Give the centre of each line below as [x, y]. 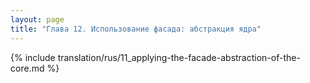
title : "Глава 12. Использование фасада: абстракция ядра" [136, 29]
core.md [27, 68]
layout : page [37, 19]
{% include [33, 57]
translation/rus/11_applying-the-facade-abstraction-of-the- [179, 57]
